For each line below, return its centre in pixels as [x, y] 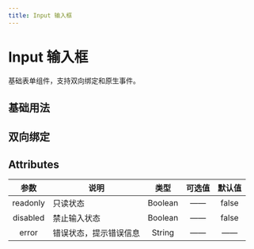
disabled [29, 218]
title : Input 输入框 [40, 15]
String [163, 232]
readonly [29, 203]
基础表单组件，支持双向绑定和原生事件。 [74, 81]
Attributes [34, 164]
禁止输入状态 [77, 218]
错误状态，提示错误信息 [97, 233]
